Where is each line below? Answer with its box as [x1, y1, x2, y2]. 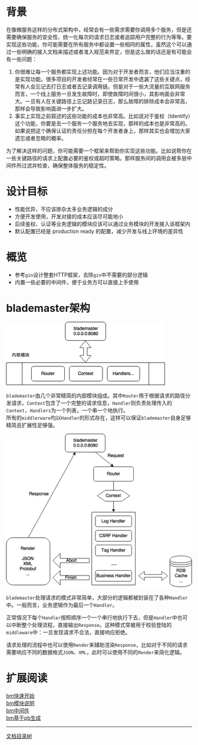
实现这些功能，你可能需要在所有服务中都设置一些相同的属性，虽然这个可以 [6, 41, 187, 48]
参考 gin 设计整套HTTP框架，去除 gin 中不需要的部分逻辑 [14, 271, 148, 278]
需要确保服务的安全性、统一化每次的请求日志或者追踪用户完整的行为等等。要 [6, 33, 192, 40]
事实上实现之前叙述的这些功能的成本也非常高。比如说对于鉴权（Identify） [14, 112, 191, 119]
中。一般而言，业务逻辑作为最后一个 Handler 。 [6, 601, 118, 609]
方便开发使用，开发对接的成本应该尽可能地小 [14, 213, 124, 220]
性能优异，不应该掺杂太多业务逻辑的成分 [14, 205, 113, 213]
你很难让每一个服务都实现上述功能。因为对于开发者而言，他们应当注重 [14, 68, 186, 75]
